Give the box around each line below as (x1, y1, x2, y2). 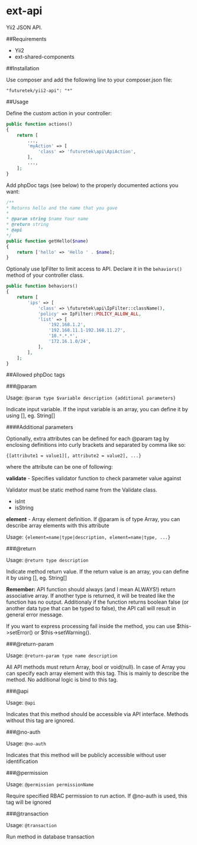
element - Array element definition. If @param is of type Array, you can (6, 516, 180, 523)
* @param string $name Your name (6, 216, 89, 222)
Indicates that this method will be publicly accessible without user (6, 752, 167, 759)
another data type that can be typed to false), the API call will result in (6, 605, 176, 612)
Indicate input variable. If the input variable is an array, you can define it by (6, 406, 188, 413)
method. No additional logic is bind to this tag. (6, 676, 118, 683)
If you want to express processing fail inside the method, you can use (6, 623, 176, 630)
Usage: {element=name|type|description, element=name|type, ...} (6, 534, 171, 541)
